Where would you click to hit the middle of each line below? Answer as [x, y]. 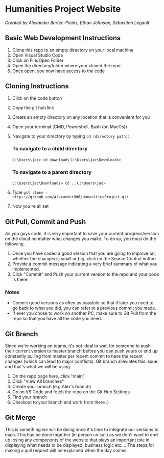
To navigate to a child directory [50, 149]
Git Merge [21, 418]
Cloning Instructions [37, 86]
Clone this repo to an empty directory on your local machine [73, 50]
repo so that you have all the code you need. [57, 319]
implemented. [26, 269]
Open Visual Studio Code [37, 55]
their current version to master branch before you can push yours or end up [82, 351]
